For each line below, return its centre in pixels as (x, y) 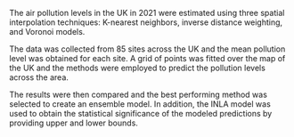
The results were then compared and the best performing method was (138, 94)
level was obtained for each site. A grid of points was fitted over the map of (147, 58)
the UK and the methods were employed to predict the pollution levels (137, 68)
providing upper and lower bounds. (73, 123)
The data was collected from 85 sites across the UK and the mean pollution (147, 49)
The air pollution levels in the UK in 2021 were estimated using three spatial (147, 13)
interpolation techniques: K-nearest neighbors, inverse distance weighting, (146, 22)
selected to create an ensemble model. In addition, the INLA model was (140, 104)
